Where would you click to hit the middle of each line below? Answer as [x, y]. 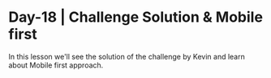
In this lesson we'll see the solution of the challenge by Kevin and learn [127, 56]
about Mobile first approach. [56, 65]
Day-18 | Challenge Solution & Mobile [136, 17]
